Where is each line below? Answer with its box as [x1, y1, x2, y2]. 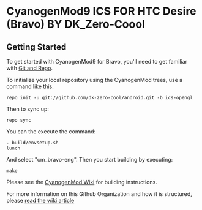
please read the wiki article [6, 197, 75, 204]
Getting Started [6, 42, 67, 52]
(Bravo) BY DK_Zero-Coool [6, 17, 145, 31]
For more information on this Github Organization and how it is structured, [6, 190, 193, 197]
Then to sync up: [6, 105, 49, 113]
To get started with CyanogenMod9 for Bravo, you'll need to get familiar [6, 58, 188, 65]
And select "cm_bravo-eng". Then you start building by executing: [6, 156, 173, 163]
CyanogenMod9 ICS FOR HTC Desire [6, 4, 197, 18]
